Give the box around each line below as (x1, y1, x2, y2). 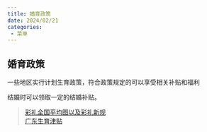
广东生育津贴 (24, 117, 62, 126)
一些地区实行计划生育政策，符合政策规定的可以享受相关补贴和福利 (7, 78, 200, 87)
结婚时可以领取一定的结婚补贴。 (7, 93, 101, 102)
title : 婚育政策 (7, 10, 51, 18)
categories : (7, 23, 43, 30)
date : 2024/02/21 (7, 17, 59, 24)
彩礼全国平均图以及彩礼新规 (24, 108, 106, 116)
